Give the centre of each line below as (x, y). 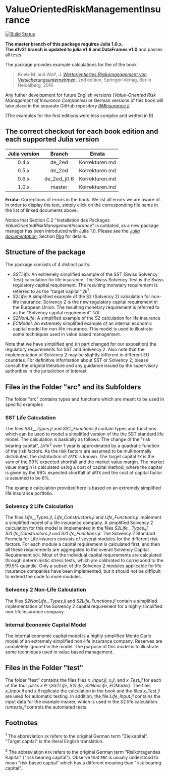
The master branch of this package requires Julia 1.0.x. (64, 44)
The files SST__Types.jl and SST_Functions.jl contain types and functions (81, 429)
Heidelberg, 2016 (35, 85)
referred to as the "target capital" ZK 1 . (51, 291)
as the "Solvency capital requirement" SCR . (57, 313)
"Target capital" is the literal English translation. (54, 742)
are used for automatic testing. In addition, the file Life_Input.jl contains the (83, 696)
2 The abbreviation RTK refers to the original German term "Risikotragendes (83, 751)
